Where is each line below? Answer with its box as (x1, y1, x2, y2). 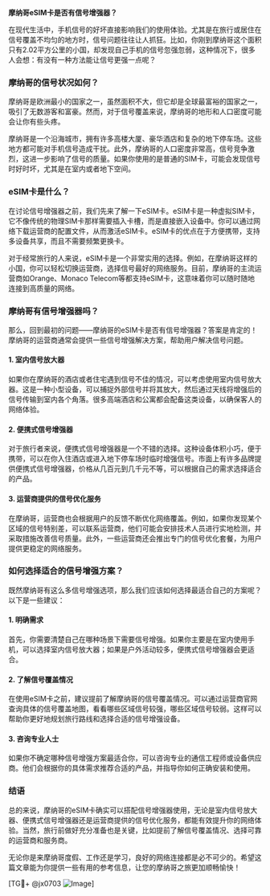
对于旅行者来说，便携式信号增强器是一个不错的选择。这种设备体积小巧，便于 (8, 444, 262, 453)
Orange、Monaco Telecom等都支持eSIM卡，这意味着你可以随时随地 (29, 273, 256, 283)
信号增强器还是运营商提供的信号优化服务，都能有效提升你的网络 (43, 815, 255, 824)
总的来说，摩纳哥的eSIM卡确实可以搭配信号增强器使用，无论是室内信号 (8, 805, 243, 815)
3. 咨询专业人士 (8, 734, 59, 743)
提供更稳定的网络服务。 (8, 543, 86, 553)
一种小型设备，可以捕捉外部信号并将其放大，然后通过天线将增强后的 (35, 385, 262, 395)
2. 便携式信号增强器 (8, 424, 74, 434)
